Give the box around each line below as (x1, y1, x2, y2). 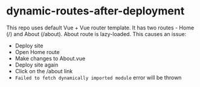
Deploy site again (15, 61, 59, 68)
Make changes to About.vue (15, 55, 86, 62)
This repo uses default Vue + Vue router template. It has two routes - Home (6, 24, 195, 31)
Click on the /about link (15, 67, 73, 74)
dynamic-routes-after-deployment (6, 4, 185, 18)
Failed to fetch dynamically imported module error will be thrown (15, 74, 182, 81)
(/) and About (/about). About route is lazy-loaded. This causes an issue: (6, 30, 187, 37)
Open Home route (15, 48, 60, 55)
